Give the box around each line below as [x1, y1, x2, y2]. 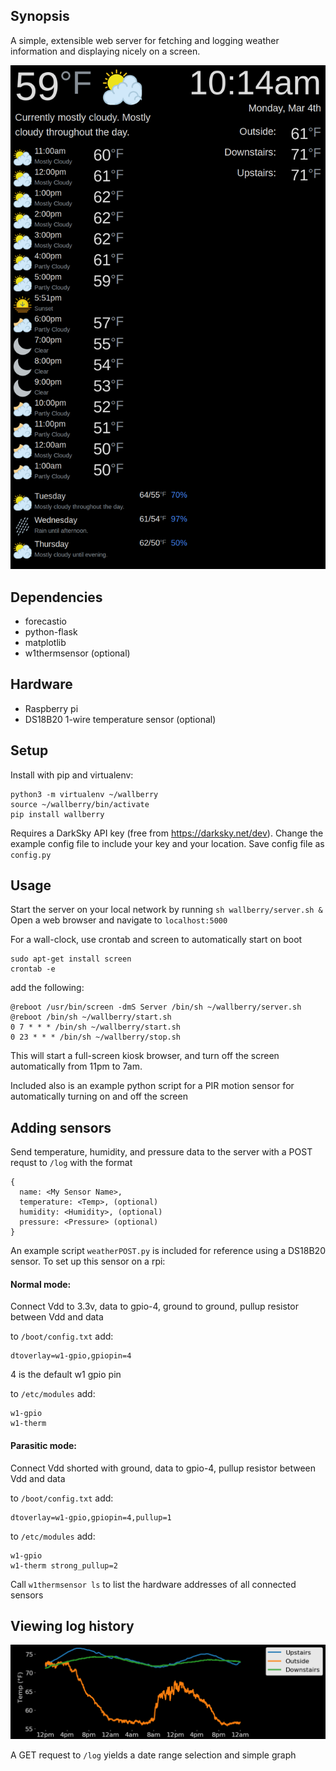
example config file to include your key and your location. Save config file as [10, 837, 325, 849]
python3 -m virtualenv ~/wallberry [10, 789, 159, 799]
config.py [10, 850, 52, 860]
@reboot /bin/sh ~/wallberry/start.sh [10, 1012, 172, 1023]
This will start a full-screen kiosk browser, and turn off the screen [10, 1050, 280, 1062]
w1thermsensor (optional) [24, 647, 131, 659]
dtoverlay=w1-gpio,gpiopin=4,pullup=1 [10, 1512, 172, 1523]
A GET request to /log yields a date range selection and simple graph [10, 1749, 297, 1761]
